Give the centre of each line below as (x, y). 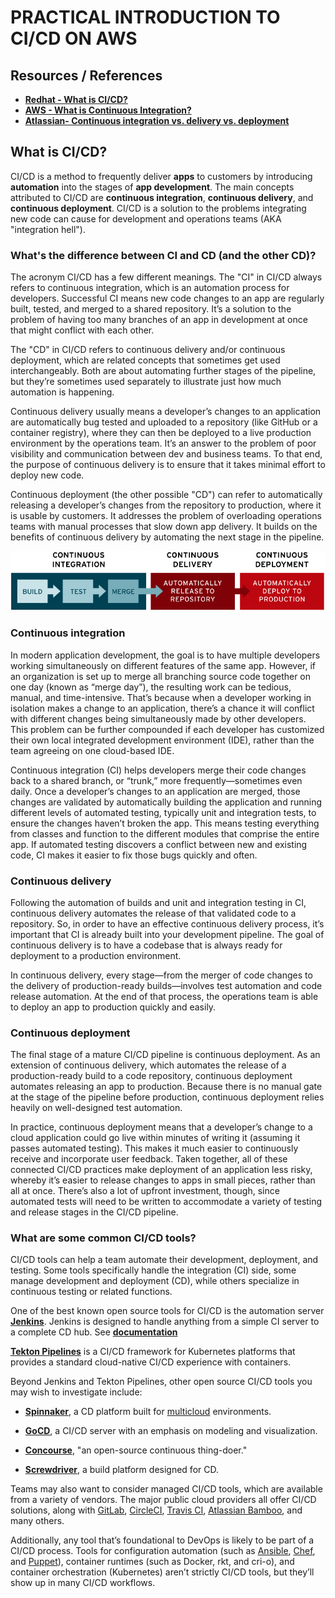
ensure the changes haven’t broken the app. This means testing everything (165, 823)
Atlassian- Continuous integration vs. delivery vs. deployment (157, 120)
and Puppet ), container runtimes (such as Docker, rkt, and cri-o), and (152, 1562)
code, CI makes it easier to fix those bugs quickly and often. (134, 855)
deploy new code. (47, 475)
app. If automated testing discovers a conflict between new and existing (159, 844)
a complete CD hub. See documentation (94, 1332)
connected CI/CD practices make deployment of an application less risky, (161, 1170)
